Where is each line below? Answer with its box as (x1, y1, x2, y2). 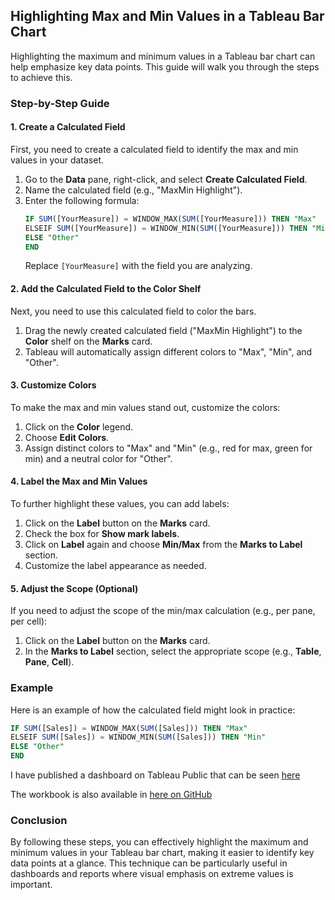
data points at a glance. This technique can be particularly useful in (10, 857, 288, 869)
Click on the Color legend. (24, 420, 134, 433)
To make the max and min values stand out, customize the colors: (10, 401, 281, 413)
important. (10, 879, 53, 891)
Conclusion (10, 813, 68, 827)
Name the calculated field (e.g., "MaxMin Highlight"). (24, 184, 243, 196)
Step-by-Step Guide (10, 96, 110, 110)
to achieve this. (10, 71, 73, 83)
